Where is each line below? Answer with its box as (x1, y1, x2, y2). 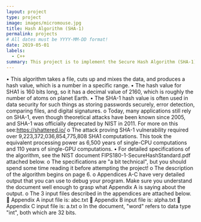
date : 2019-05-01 (6, 42, 50, 48)
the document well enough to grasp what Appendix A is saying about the (6, 183, 185, 190)
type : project (6, 14, 42, 20)
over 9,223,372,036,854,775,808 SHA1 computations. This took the (6, 132, 172, 139)
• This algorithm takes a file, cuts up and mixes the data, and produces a (6, 75, 185, 83)
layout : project (6, 8, 47, 15)
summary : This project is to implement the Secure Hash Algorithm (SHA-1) (6, 59, 197, 65)
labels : (6, 48, 26, 54)
